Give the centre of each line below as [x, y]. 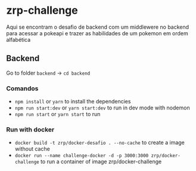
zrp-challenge [42, 10]
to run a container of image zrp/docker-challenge [101, 161]
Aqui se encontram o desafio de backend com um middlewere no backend [98, 27]
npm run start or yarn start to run [57, 114]
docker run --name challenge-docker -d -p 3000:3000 [82, 156]
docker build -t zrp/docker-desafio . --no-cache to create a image [99, 143]
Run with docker [30, 129]
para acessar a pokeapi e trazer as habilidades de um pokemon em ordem [97, 33]
